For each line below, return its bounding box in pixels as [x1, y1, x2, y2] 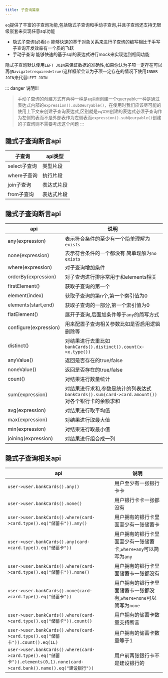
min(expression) [7, 426, 46, 433]
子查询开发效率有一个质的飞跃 [12, 45, 74, 51]
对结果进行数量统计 [64, 376, 110, 383]
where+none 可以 [120, 595, 156, 602]
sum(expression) [7, 391, 47, 398]
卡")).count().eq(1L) [7, 640, 58, 645]
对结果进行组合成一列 [64, 435, 115, 442]
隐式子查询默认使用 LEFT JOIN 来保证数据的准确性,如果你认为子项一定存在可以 [5, 62, 162, 68]
